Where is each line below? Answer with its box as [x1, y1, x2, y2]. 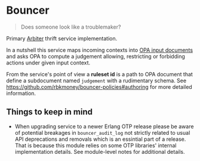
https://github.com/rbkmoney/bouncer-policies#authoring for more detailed [6, 83, 192, 90]
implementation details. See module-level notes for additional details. [14, 148, 185, 155]
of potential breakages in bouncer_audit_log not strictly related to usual [14, 129, 190, 136]
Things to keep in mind [6, 107, 93, 117]
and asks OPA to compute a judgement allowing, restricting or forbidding [6, 52, 185, 60]
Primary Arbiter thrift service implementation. [6, 35, 118, 42]
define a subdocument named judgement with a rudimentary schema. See [6, 77, 187, 84]
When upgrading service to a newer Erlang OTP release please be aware [14, 123, 194, 130]
